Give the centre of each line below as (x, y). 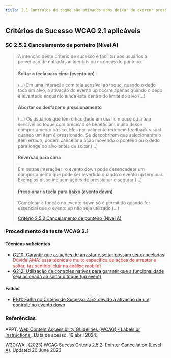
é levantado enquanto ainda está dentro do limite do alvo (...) (81, 96)
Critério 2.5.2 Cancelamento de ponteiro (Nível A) (69, 218)
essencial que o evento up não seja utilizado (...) (68, 208)
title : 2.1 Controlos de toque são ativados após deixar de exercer (79, 10)
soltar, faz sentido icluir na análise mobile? (57, 266)
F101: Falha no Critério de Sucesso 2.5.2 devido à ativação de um (81, 300)
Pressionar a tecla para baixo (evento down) (65, 192)
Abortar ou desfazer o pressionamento (60, 107)
